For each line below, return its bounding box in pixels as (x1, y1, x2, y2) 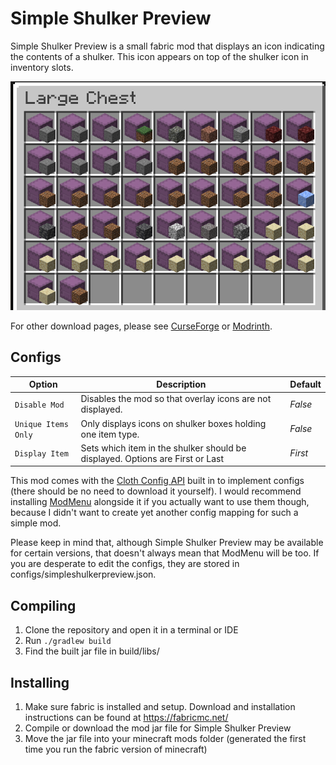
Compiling (10, 597, 77, 614)
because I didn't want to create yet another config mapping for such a (10, 507, 299, 519)
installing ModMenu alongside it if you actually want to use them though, (10, 496, 310, 508)
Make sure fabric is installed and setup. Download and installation (24, 701, 296, 713)
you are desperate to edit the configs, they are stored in (10, 558, 240, 570)
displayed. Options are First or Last (80, 452, 225, 464)
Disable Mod (14, 400, 65, 410)
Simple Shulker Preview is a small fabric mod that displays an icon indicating (10, 40, 325, 52)
